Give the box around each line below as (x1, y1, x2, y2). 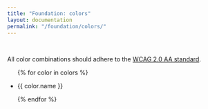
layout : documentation (7, 17, 73, 23)
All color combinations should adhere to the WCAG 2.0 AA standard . (7, 55, 202, 63)
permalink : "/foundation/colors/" (7, 23, 107, 30)
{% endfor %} (17, 95, 57, 103)
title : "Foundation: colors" (7, 10, 91, 17)
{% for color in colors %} (17, 68, 88, 77)
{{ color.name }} (17, 82, 64, 90)
